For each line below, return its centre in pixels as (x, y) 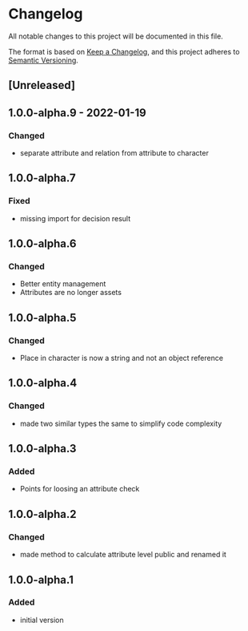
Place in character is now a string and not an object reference (122, 358)
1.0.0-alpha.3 (42, 449)
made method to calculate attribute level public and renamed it (123, 555)
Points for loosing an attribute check (80, 489)
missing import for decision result (75, 218)
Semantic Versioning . (43, 60)
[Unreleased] (42, 85)
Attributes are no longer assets (71, 293)
